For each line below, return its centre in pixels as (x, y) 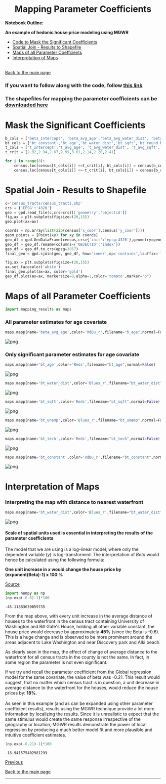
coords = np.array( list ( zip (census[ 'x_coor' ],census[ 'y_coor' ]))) (75, 231)
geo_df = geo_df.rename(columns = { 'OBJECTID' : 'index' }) (63, 244)
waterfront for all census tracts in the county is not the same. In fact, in (77, 657)
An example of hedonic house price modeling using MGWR (67, 32)
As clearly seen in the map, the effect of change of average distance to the (82, 652)
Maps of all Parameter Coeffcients (47, 52)
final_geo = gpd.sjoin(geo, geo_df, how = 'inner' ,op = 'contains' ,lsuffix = (82, 254)
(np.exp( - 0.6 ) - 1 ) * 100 (27, 598)
